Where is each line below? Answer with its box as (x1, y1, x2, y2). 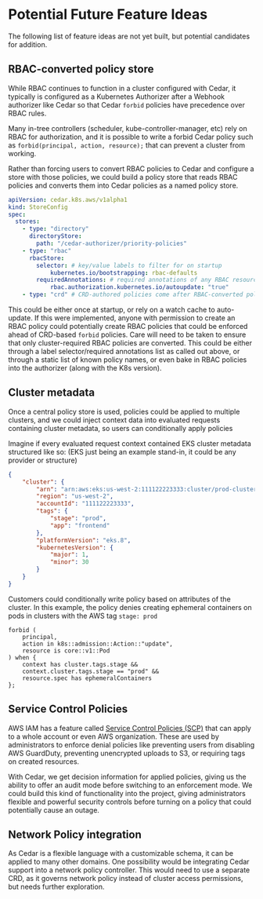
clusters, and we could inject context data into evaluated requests (8, 415, 221, 425)
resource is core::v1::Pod (22, 646, 110, 655)
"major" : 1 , (49, 551, 89, 559)
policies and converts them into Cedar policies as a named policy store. (8, 181, 239, 190)
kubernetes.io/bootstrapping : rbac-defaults (49, 269, 198, 276)
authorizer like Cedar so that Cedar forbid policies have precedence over (8, 100, 245, 109)
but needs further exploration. (8, 882, 105, 892)
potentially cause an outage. (8, 805, 100, 814)
